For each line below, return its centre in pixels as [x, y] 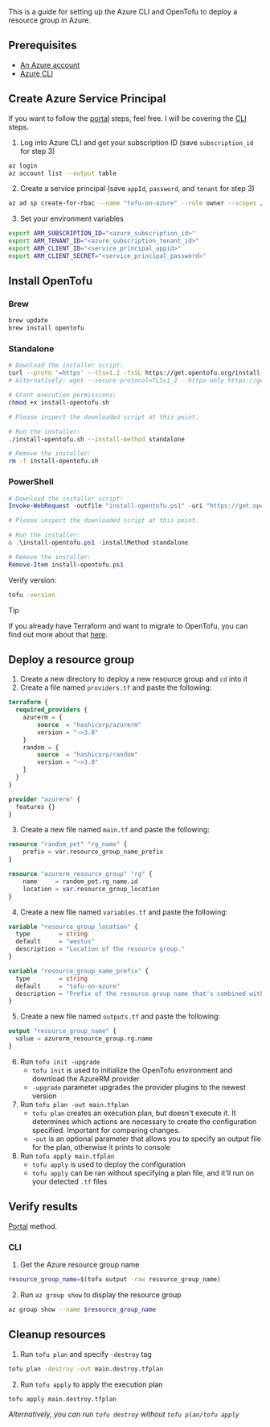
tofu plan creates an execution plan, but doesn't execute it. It [134, 1113]
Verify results [43, 1207]
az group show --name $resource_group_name [82, 1309]
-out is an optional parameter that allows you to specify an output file [146, 1139]
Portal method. [33, 1226]
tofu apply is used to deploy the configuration [109, 1164]
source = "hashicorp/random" [88, 755]
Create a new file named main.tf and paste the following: [115, 830]
